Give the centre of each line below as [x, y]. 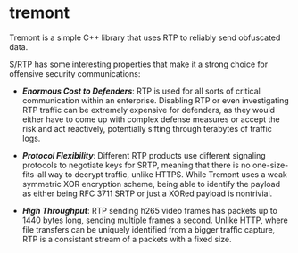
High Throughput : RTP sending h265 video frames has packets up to [150, 210]
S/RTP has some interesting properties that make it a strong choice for [139, 64]
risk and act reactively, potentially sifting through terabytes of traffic [147, 128]
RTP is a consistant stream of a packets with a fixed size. [127, 239]
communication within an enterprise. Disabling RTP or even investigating [156, 100]
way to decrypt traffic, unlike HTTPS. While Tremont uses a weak [168, 174]
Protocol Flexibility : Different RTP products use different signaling [144, 155]
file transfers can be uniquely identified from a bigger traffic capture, [149, 229]
